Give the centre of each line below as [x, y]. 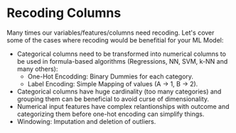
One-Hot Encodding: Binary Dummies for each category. [110, 76]
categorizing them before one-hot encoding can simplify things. [111, 114]
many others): [37, 69]
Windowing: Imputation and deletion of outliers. [86, 121]
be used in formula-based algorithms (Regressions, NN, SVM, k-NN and [122, 61]
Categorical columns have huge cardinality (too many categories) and [119, 91]
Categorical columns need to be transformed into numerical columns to [122, 54]
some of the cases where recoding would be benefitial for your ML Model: [115, 40]
